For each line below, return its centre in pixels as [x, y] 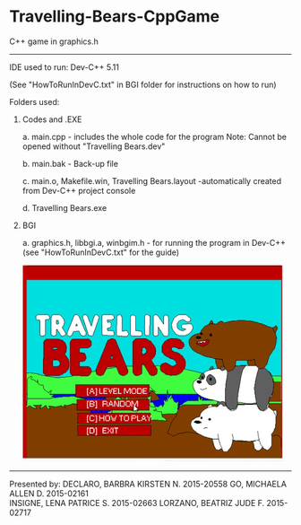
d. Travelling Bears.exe [64, 207]
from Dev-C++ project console [79, 190]
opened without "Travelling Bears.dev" [94, 146]
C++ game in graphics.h [54, 41]
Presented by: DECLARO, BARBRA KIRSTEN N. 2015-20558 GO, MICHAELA [148, 484]
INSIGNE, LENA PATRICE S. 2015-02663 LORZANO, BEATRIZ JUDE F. [137, 503]
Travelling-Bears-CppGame [115, 17]
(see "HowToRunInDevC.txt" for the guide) [101, 252]
